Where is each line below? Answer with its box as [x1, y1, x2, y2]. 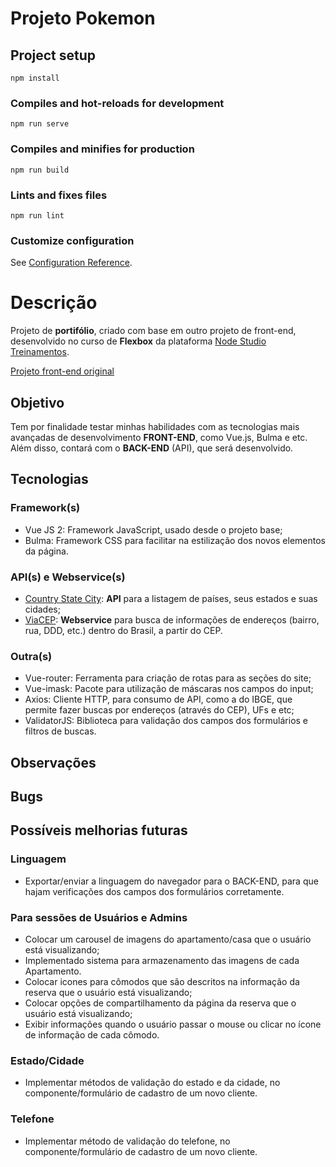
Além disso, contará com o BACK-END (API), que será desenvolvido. [10, 442, 294, 454]
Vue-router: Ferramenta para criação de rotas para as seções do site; [24, 672, 312, 684]
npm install [10, 73, 60, 83]
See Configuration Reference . [10, 257, 133, 269]
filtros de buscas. [24, 725, 97, 737]
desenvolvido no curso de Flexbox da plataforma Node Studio [10, 335, 267, 347]
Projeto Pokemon [10, 7, 156, 30]
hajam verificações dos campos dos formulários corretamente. [24, 885, 285, 897]
